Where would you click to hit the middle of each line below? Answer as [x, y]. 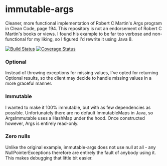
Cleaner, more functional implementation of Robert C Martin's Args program [83, 23]
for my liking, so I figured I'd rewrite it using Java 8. [80, 39]
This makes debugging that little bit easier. [49, 158]
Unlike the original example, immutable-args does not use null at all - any [81, 147]
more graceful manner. [29, 83]
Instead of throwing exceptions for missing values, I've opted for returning [82, 73]
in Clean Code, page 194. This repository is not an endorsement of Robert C [83, 28]
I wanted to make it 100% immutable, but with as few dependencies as [78, 107]
